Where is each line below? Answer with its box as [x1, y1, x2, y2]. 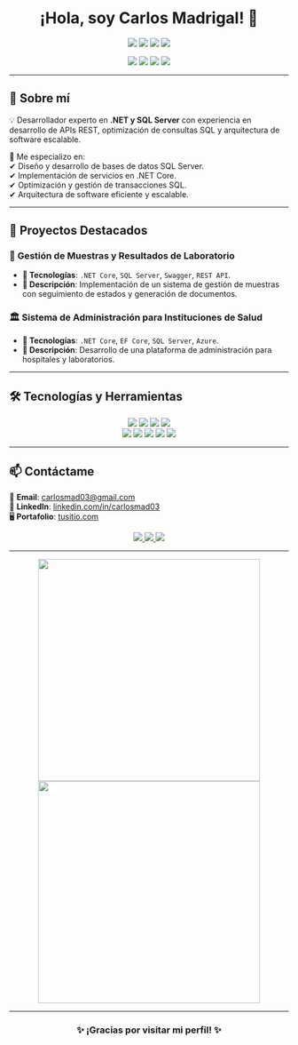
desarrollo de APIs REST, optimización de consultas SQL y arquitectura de [9, 124, 280, 135]
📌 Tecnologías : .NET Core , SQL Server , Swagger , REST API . [21, 270, 231, 281]
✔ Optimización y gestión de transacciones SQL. [9, 179, 187, 190]
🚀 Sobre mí [9, 91, 71, 106]
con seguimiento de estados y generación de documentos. [21, 289, 238, 299]
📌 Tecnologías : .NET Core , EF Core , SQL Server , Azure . [21, 335, 219, 346]
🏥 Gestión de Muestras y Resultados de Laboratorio [9, 250, 235, 262]
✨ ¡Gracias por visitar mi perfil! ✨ [76, 1024, 222, 1036]
